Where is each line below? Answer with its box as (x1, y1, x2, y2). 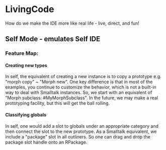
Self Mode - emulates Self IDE (5, 35, 101, 43)
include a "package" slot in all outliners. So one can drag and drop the (5, 133, 151, 139)
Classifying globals (5, 112, 47, 118)
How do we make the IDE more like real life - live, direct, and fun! (5, 20, 140, 26)
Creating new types (5, 62, 48, 68)
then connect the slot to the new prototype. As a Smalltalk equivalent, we (5, 128, 157, 134)
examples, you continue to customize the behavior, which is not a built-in (5, 84, 157, 90)
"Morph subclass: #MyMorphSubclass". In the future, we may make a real (5, 95, 158, 101)
